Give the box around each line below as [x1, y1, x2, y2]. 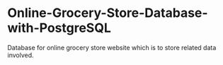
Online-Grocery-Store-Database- [7, 5, 208, 21]
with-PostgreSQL [7, 20, 111, 36]
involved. [7, 51, 34, 59]
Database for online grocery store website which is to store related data [7, 43, 217, 52]
